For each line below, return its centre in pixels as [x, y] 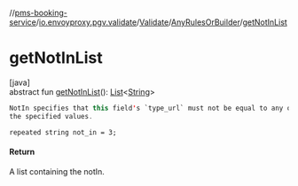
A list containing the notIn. [57, 171]
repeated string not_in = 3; [63, 132]
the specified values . [51, 116]
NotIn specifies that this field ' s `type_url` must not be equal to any [146, 108]
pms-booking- [41, 13]
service [23, 22]
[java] [20, 82]
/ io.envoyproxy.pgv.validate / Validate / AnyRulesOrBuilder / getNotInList [162, 22]
